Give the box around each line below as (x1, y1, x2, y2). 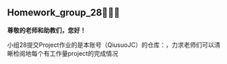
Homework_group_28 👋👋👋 (7, 7, 120, 19)
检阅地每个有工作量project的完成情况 (12, 49, 119, 57)
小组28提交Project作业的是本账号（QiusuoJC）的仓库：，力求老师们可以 (7, 41, 215, 49)
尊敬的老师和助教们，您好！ (7, 25, 87, 34)
